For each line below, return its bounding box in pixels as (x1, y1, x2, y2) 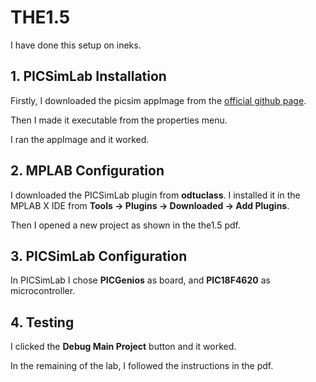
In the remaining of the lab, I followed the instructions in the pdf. (10, 360, 274, 372)
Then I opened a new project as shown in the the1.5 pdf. (10, 219, 242, 231)
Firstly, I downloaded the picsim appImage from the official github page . (10, 94, 307, 106)
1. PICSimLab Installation (10, 68, 167, 85)
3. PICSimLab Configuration (10, 247, 188, 265)
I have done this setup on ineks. (10, 39, 142, 51)
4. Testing (10, 314, 75, 331)
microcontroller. (10, 285, 76, 297)
